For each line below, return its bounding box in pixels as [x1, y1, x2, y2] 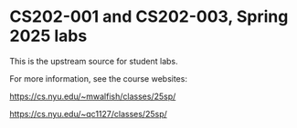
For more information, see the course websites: [9, 73, 187, 84]
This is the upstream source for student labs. [9, 55, 178, 66]
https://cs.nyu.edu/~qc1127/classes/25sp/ [9, 108, 167, 119]
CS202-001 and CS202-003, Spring [9, 6, 289, 27]
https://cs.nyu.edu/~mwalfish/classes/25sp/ [9, 91, 176, 102]
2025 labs [9, 25, 88, 46]
